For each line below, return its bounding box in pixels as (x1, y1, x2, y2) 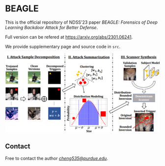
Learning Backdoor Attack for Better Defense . (5, 24, 98, 30)
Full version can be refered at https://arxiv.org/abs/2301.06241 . (5, 34, 133, 40)
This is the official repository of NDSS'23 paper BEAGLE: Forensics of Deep (5, 19, 158, 25)
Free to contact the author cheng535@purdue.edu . (5, 155, 108, 161)
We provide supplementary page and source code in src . (5, 43, 121, 49)
